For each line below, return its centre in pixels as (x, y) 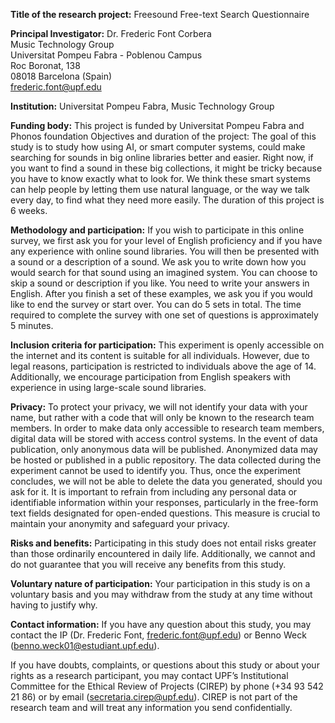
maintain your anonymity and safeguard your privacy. (120, 523)
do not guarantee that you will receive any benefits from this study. (148, 564)
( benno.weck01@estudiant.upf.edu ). (85, 645)
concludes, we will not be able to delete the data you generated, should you (166, 481)
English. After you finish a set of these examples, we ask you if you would (161, 293)
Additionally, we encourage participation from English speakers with (150, 377)
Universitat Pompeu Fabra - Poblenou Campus (106, 55)
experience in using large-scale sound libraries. (108, 387)
